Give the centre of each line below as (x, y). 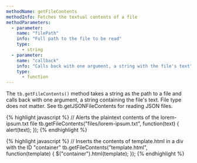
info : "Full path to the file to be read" (69, 39)
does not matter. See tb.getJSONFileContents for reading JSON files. (89, 106)
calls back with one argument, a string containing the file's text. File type (94, 100)
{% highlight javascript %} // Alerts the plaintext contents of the (83, 117)
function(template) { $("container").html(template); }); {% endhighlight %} (95, 154)
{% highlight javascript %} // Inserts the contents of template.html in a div (95, 141)
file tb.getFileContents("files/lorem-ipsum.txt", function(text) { (104, 124)
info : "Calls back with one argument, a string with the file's (97, 66)
